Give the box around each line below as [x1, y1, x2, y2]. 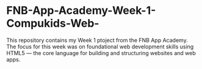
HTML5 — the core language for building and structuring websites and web [6, 49, 197, 56]
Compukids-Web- [6, 16, 99, 30]
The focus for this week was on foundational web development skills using [6, 43, 194, 50]
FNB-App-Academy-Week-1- [6, 4, 156, 18]
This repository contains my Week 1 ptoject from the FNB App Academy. [6, 36, 188, 44]
